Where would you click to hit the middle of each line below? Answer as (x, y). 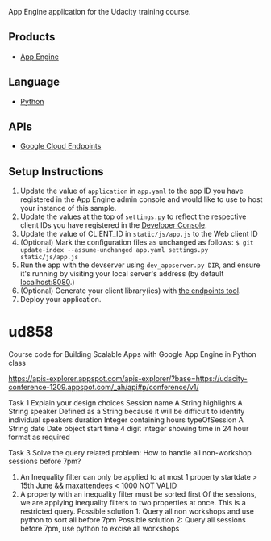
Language (34, 82)
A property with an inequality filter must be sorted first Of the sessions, (138, 494)
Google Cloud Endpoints (60, 146)
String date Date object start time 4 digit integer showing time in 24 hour (129, 429)
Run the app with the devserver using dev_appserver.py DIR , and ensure (140, 265)
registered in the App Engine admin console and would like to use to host (141, 199)
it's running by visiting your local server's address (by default (122, 274)
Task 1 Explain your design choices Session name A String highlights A (126, 403)
